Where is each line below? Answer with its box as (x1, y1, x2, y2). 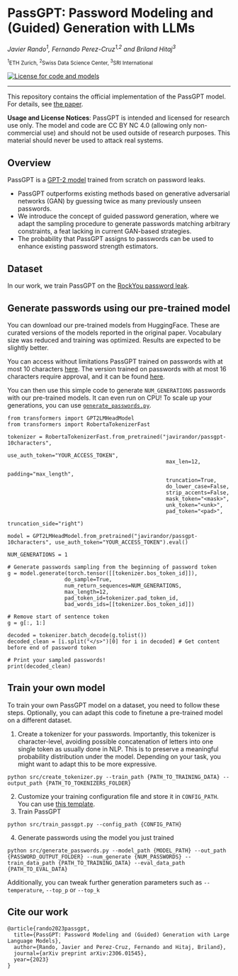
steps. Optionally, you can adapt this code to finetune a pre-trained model (7, 708, 223, 717)
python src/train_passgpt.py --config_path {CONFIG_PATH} (7, 821, 182, 828)
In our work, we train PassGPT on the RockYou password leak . (7, 281, 190, 290)
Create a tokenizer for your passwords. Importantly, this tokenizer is (17, 729, 216, 738)
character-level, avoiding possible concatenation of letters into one (17, 737, 214, 746)
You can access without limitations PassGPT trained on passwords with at (7, 357, 223, 366)
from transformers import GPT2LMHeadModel (7, 415, 135, 422)
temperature (7, 887, 42, 894)
